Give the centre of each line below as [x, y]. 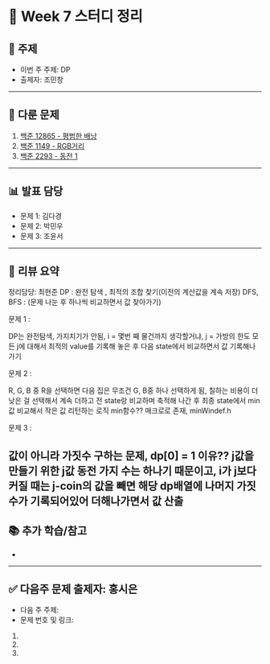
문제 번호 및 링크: [47, 620]
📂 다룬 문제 [34, 115]
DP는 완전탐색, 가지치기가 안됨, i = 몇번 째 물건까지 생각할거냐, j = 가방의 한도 [129, 336]
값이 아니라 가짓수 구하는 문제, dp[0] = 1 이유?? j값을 [131, 456]
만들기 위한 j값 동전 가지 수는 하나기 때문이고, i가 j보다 [133, 470]
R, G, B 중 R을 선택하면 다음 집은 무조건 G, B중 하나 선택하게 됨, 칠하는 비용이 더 [133, 390]
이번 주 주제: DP [45, 70]
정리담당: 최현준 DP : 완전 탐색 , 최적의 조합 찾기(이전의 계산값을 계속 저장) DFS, [133, 292]
